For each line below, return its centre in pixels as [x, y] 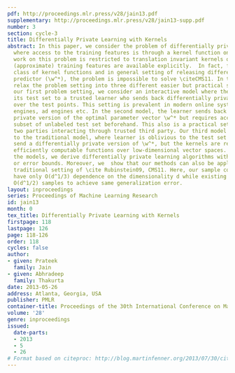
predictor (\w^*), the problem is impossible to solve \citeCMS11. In [119, 79]
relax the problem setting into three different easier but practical [119, 85]
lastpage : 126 [28, 228]
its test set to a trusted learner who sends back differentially [112, 99]
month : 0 [20, 209]
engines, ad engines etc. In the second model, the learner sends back [120, 111]
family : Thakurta [39, 281]
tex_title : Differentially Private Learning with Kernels [93, 216]
